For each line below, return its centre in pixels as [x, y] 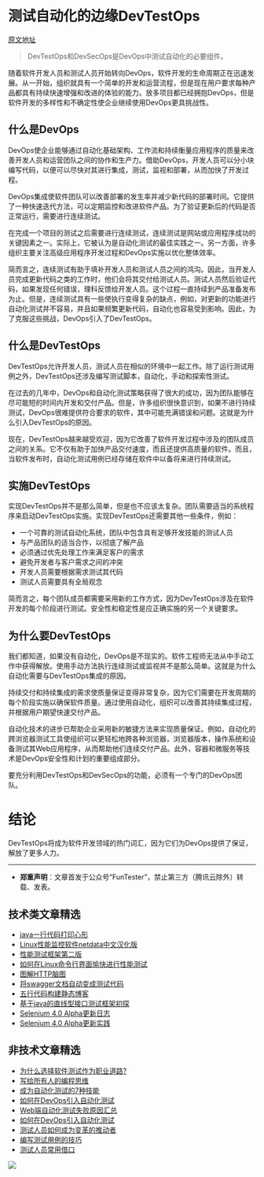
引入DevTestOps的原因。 [55, 422]
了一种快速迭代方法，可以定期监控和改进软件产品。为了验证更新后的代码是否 [132, 206]
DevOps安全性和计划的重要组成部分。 [83, 759]
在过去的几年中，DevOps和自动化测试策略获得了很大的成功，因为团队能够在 [131, 392]
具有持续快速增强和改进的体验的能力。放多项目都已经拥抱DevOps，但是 [138, 92]
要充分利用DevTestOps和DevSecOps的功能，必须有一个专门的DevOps [122, 775]
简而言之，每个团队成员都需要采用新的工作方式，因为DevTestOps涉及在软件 [131, 598]
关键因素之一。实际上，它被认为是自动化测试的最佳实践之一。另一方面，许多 [132, 242]
